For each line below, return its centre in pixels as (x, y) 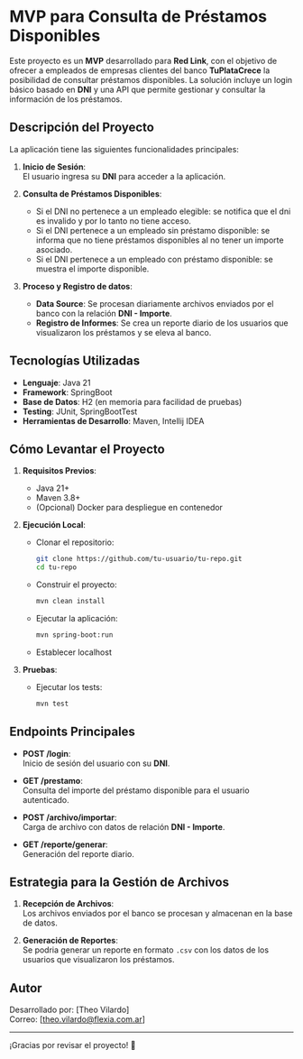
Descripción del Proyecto (82, 128)
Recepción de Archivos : (68, 904)
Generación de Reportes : (70, 941)
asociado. (54, 249)
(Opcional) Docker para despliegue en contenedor (129, 508)
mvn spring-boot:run (74, 635)
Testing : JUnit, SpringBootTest (80, 411)
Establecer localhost (74, 652)
